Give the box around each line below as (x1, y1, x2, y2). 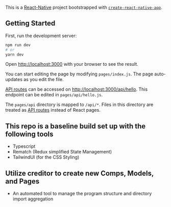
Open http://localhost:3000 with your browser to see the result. (5, 61, 139, 67)
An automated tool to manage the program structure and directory (12, 191, 152, 197)
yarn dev (5, 52, 24, 57)
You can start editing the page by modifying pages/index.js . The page (5, 71, 154, 77)
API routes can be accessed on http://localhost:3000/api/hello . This (5, 86, 148, 92)
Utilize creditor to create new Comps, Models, (5, 169, 154, 177)
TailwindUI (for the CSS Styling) (12, 154, 80, 160)
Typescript (12, 143, 36, 149)
